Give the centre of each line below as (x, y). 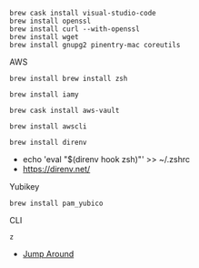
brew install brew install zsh (69, 78)
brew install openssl (50, 21)
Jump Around (48, 254)
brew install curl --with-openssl (75, 29)
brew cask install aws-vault (65, 110)
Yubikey (25, 186)
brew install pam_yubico (56, 203)
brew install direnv (49, 142)
